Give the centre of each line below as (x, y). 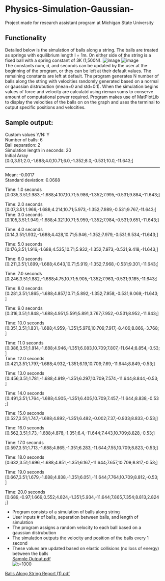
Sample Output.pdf (31, 558)
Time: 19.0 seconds (25, 472)
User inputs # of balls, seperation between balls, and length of (75, 517)
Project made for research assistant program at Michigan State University (79, 23)
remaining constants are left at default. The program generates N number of (82, 76)
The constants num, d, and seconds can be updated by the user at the (76, 65)
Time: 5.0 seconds (24, 244)
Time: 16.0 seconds (25, 427)
